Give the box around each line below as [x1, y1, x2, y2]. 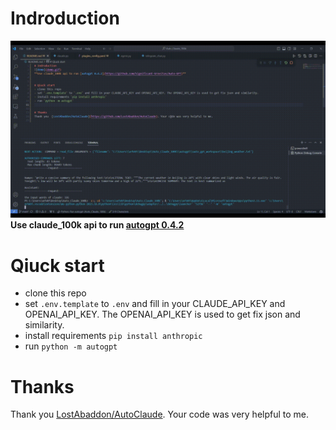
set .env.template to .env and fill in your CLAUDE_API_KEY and [24, 298, 286, 310]
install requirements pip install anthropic [24, 330, 203, 342]
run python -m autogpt [24, 340, 118, 352]
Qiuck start [10, 254, 105, 277]
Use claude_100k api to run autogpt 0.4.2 [10, 219, 185, 231]
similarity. [24, 319, 65, 331]
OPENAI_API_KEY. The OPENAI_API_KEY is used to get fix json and [24, 308, 301, 321]
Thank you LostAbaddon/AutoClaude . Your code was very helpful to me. [10, 408, 310, 421]
